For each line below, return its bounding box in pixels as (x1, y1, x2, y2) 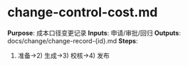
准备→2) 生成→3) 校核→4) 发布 (17, 51, 110, 60)
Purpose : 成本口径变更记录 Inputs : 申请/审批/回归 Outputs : (7, 28, 182, 37)
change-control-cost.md (7, 4, 158, 21)
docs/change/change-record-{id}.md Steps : (7, 36, 138, 45)
